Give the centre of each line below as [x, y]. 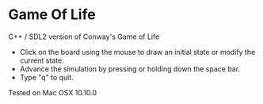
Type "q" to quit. [46, 77]
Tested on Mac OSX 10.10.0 [53, 92]
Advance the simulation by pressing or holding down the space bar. [130, 68]
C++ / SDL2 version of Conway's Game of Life [84, 37]
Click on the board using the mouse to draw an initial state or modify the [137, 52]
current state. [42, 60]
